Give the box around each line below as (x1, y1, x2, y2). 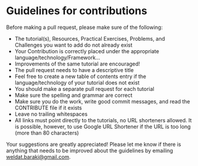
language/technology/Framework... (14, 54, 100, 61)
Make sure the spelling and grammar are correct (14, 92, 133, 99)
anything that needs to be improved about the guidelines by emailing (6, 147, 173, 154)
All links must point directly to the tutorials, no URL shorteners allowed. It (14, 116, 192, 123)
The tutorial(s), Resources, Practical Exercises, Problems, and (14, 35, 165, 42)
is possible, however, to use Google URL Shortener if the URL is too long (14, 123, 191, 130)
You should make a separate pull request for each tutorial (14, 85, 155, 92)
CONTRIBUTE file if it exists (14, 104, 82, 111)
